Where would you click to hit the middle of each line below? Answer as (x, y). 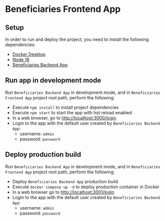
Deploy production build (43, 155)
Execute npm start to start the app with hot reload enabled (72, 112)
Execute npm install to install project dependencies (65, 107)
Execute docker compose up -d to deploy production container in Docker (86, 187)
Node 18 (21, 60)
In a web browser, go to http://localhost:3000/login (64, 118)
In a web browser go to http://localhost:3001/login (63, 192)
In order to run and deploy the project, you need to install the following (77, 39)
